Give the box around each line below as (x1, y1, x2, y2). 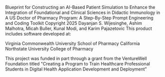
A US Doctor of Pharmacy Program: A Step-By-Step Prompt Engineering (5, 15, 154, 20)
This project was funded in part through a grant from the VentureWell (5, 55, 147, 61)
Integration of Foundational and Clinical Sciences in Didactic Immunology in (5, 9, 161, 15)
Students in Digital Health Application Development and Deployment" (5, 66, 147, 72)
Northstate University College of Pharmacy (5, 46, 94, 51)
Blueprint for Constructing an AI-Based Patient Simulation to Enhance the (5, 4, 156, 10)
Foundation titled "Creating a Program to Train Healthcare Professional (5, 61, 151, 66)
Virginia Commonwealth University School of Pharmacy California (5, 40, 140, 46)
